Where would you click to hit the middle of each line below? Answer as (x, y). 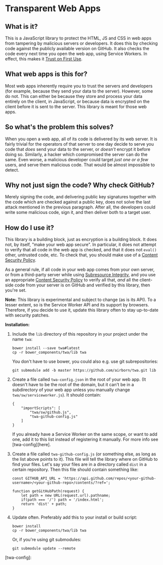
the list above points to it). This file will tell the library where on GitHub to (85, 459)
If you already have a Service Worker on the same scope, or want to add (85, 434)
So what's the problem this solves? (59, 127)
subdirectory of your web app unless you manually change (71, 390)
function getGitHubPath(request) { (48, 491)
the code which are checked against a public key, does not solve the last (78, 202)
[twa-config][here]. (31, 445)
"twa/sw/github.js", (51, 413)
